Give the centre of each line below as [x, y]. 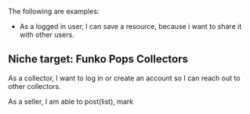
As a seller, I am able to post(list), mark [71, 102]
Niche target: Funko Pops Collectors [98, 59]
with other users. [47, 35]
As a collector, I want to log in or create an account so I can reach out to [124, 78]
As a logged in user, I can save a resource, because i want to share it [130, 26]
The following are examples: [54, 11]
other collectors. [34, 86]
